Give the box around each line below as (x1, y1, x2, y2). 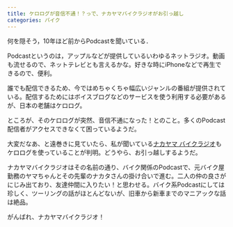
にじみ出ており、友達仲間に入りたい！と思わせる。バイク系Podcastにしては (7, 180, 225, 189)
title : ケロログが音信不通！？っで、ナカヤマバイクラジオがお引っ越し (7, 10, 184, 17)
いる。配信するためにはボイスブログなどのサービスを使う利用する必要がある (7, 92, 227, 101)
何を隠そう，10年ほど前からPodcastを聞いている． (7, 36, 152, 45)
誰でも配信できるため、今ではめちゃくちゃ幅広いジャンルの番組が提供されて (7, 84, 226, 92)
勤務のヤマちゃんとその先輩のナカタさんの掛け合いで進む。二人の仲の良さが (7, 171, 227, 180)
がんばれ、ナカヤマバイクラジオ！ (7, 212, 105, 221)
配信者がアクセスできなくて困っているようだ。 (7, 125, 140, 133)
